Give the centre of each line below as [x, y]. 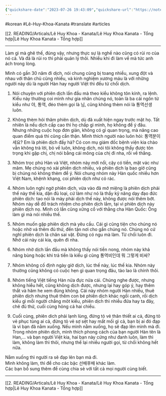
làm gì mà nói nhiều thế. [37, 214]
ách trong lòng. [21, 63]
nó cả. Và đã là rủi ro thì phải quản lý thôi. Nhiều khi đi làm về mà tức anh [79, 58]
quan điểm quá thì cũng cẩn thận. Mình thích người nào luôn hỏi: [78, 136]
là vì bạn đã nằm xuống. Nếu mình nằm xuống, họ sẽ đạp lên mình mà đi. [86, 326]
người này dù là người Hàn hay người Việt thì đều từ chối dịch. [68, 84]
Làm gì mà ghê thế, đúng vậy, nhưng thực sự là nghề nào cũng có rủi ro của [82, 53]
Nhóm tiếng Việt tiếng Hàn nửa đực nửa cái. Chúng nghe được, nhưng [83, 280]
